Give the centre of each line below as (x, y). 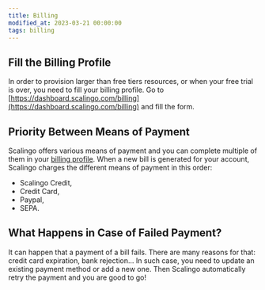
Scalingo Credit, (46, 183)
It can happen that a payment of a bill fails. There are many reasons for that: (132, 252)
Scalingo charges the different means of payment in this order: (110, 168)
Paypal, (32, 200)
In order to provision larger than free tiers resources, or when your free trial (131, 82)
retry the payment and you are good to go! (77, 277)
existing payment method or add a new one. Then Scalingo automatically (127, 269)
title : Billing (33, 15)
